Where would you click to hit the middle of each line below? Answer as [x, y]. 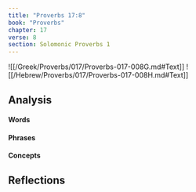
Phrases [22, 137]
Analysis [30, 100]
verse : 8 [22, 37]
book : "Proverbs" [36, 23]
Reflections [37, 180]
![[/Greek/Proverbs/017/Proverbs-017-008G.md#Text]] [96, 67]
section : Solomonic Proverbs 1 [59, 45]
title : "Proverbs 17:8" [47, 15]
